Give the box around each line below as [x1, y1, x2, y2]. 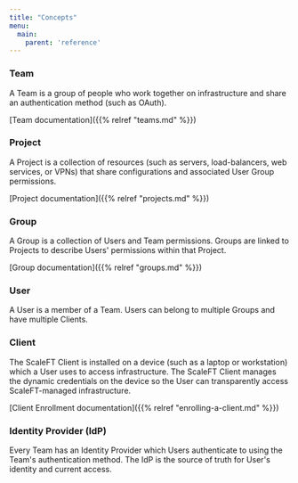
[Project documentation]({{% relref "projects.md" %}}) [9, 192, 210, 203]
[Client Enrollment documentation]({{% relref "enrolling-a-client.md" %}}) [9, 402, 279, 413]
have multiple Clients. [9, 314, 89, 325]
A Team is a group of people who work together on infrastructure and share [9, 87, 286, 98]
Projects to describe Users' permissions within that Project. [9, 245, 227, 256]
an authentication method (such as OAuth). [9, 97, 167, 108]
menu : [9, 21, 29, 30]
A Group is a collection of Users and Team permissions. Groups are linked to [9, 235, 289, 246]
